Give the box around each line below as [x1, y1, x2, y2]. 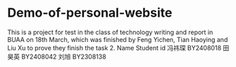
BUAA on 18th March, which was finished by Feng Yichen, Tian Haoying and [7, 35, 228, 43]
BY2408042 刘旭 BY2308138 [20, 52, 107, 61]
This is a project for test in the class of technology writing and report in [7, 28, 213, 36]
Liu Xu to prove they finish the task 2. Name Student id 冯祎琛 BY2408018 [7, 43, 222, 52]
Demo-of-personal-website [7, 5, 173, 21]
